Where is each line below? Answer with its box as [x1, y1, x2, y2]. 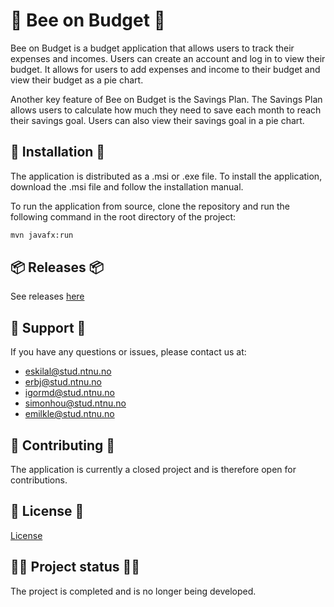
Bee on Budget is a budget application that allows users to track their [10, 42, 295, 54]
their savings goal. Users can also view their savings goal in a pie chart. [10, 114, 305, 126]
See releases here [10, 290, 85, 303]
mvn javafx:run [10, 230, 74, 240]
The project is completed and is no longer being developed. [10, 585, 257, 597]
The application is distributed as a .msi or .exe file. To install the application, [10, 170, 323, 182]
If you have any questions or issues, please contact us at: [10, 346, 247, 358]
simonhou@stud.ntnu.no [24, 397, 127, 409]
